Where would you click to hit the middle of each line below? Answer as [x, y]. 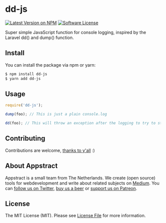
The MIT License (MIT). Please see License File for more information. [75, 216]
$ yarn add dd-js [23, 78]
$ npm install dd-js [26, 74]
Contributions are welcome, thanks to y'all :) [50, 150]
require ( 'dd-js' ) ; [24, 105]
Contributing [25, 138]
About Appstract [31, 166]
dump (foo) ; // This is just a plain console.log [56, 114]
